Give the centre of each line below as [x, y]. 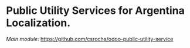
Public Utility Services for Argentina [95, 11]
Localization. [38, 23]
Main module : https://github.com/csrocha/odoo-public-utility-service [90, 39]
